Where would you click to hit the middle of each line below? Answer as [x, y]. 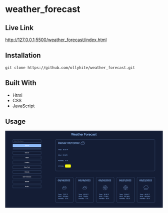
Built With [21, 83]
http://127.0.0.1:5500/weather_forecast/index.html [56, 40]
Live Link [19, 28]
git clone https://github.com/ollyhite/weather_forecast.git [70, 68]
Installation [23, 55]
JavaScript [23, 106]
